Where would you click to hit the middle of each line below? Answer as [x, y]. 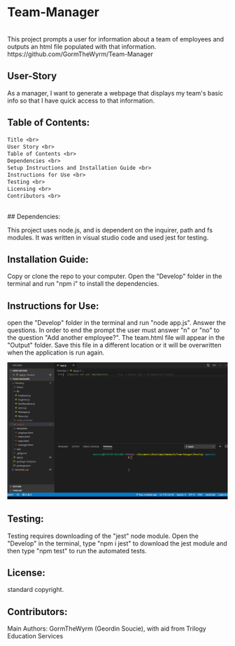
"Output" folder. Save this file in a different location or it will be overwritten [114, 345]
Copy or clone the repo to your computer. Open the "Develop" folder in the [115, 276]
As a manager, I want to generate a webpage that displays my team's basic [115, 93]
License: [26, 573]
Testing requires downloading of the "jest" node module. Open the [103, 536]
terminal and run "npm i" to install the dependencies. [83, 284]
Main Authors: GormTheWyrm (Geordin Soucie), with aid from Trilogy [107, 628]
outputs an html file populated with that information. [82, 46]
